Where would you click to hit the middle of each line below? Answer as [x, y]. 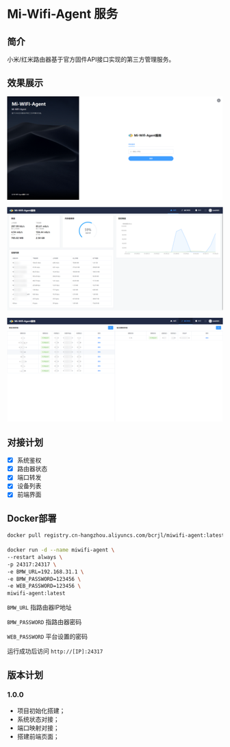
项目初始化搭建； [41, 711]
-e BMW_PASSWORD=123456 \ [44, 579]
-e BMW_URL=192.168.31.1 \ [46, 572]
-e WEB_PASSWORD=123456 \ [44, 586]
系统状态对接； [38, 719]
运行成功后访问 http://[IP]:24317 [55, 651]
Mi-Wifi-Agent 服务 [63, 14]
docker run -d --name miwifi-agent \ [61, 550]
